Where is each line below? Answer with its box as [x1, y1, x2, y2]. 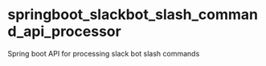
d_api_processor [7, 22, 121, 41]
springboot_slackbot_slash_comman [7, 6, 259, 24]
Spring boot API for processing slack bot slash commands [7, 49, 200, 58]
